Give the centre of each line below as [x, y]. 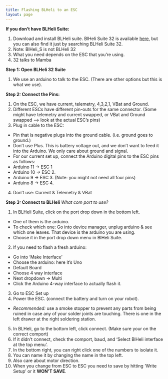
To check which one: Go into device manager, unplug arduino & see [82, 227]
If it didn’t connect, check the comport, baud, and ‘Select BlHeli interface [88, 339]
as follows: [24, 161]
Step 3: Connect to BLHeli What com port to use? [57, 202]
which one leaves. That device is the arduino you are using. [74, 232]
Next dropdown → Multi [37, 278]
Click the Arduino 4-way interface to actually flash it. [67, 283]
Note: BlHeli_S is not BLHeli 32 [44, 49]
